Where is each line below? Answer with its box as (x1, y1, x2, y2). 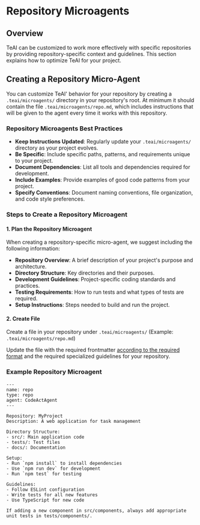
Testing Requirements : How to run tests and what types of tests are (14, 288, 184, 296)
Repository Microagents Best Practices (6, 124, 123, 133)
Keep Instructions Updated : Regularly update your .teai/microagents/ (14, 138, 191, 145)
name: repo (6, 386, 34, 393)
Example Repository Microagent (6, 368, 102, 376)
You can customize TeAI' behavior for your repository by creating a (6, 90, 172, 97)
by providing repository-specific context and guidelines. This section (6, 50, 177, 58)
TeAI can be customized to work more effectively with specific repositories (6, 44, 192, 51)
